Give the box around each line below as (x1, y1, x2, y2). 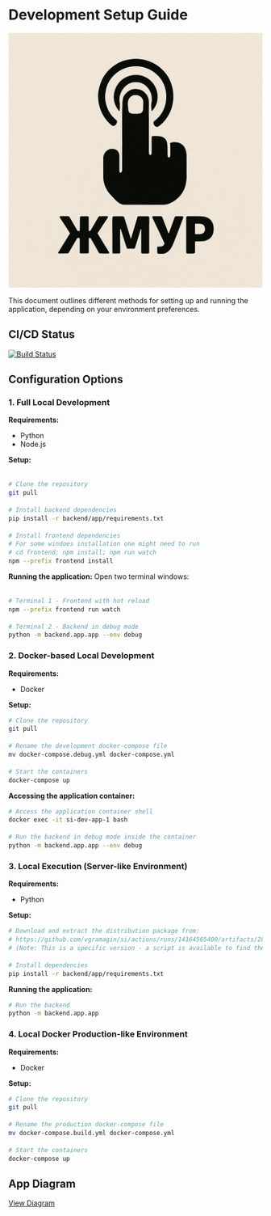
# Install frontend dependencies (8, 531, 121, 539)
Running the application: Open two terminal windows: (8, 572, 190, 581)
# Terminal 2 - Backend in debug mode (8, 623, 139, 631)
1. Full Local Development (8, 397, 110, 408)
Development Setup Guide (8, 6, 188, 24)
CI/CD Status (8, 327, 75, 341)
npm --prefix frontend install (8, 557, 114, 565)
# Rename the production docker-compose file (8, 1121, 164, 1129)
